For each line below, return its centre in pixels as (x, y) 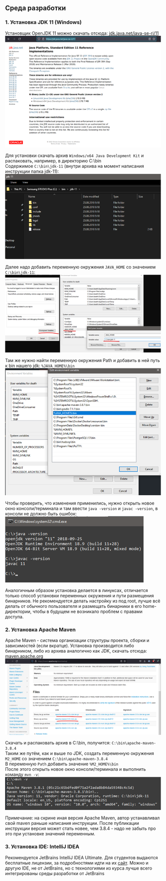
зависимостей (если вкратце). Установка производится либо (70, 646)
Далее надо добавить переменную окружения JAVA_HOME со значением (81, 267)
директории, (19, 611)
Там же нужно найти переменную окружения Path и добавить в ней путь (83, 360)
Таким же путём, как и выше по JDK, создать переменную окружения (80, 753)
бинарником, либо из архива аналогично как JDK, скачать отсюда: (76, 651)
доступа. (14, 617)
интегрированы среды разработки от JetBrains (55, 873)
